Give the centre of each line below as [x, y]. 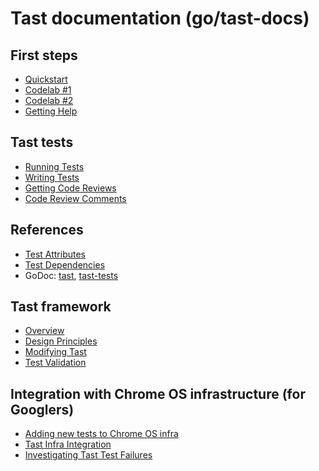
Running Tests [54, 166]
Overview [44, 331]
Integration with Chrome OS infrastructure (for [158, 393]
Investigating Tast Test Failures [88, 455]
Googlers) [42, 409]
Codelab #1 [48, 90]
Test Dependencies [65, 264]
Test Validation [55, 363]
